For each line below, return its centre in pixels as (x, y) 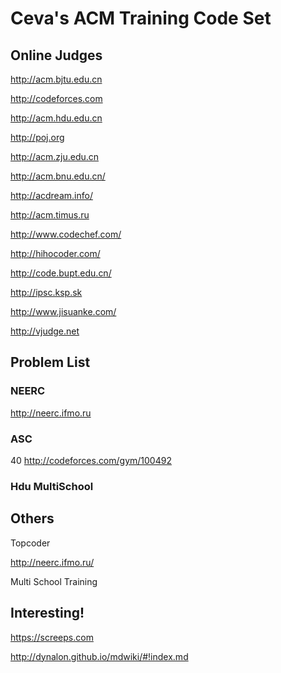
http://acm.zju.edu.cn (55, 156)
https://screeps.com (52, 637)
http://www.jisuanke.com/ (63, 311)
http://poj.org (37, 137)
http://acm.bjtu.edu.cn (56, 79)
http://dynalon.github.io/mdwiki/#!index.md (99, 656)
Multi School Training (54, 581)
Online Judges (56, 55)
